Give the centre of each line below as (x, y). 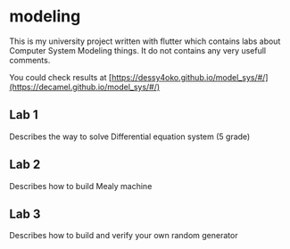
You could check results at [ (61, 77)
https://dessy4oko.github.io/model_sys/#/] (190, 77)
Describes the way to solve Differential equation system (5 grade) (130, 137)
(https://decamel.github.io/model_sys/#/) (85, 87)
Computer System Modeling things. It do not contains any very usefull (138, 50)
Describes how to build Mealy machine (81, 186)
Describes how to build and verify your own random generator (124, 236)
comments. (30, 60)
